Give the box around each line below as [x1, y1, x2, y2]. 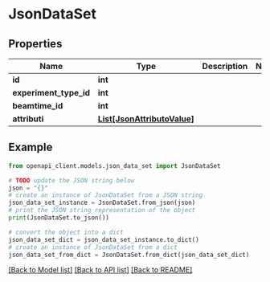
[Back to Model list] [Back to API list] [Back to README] [8, 265, 193, 275]
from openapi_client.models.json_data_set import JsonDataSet [8, 161, 221, 170]
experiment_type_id [12, 88, 91, 98]
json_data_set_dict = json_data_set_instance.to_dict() [8, 235, 199, 243]
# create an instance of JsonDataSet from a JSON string [8, 191, 203, 199]
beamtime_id [12, 100, 63, 111]
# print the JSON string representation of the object [8, 206, 196, 215]
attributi [12, 113, 44, 125]
